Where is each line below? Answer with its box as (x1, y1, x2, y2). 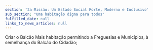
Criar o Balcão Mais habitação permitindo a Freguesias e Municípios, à (5, 34, 149, 40)
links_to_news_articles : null (5, 21, 68, 26)
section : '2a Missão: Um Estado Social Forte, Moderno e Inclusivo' (5, 7, 149, 12)
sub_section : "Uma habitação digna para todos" (5, 12, 105, 17)
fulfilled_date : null (5, 16, 50, 21)
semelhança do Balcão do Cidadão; (5, 40, 77, 46)
